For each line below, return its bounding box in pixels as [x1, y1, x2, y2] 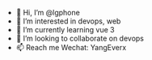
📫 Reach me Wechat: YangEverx [15, 43, 127, 52]
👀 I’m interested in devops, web [15, 16, 121, 26]
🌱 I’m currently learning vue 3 [15, 25, 115, 34]
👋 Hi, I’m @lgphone [15, 8, 81, 17]
